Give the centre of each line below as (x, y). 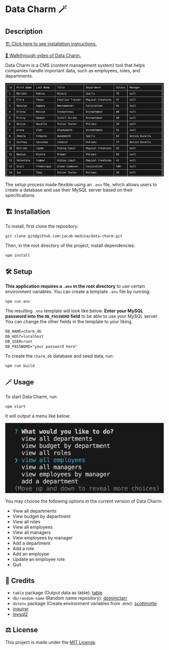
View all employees (32, 527)
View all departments (34, 511)
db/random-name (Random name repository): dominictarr (70, 598)
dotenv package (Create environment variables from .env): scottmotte (84, 603)
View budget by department (41, 516)
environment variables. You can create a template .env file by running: (78, 292)
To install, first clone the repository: (42, 226)
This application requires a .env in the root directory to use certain (75, 286)
